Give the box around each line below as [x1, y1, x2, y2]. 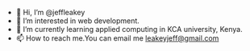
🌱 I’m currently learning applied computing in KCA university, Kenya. [15, 25, 244, 33]
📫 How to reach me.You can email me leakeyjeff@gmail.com [15, 33, 219, 43]
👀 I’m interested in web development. [15, 16, 140, 25]
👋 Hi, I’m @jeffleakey [15, 8, 85, 17]
